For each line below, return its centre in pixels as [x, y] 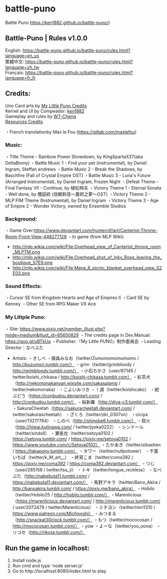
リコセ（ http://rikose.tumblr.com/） [49, 532]
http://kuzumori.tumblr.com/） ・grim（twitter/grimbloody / [73, 364]
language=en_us [22, 55]
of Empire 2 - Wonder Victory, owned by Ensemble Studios [66, 206]
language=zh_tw [22, 67]
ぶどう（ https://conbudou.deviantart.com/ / [57, 395]
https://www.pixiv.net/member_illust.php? [63, 328]
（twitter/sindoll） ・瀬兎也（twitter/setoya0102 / [63, 433]
